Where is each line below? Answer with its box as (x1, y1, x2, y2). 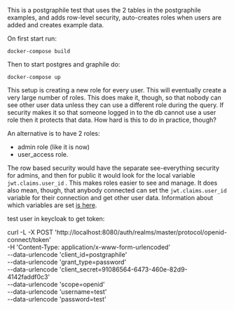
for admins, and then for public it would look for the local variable (7, 171, 195, 179)
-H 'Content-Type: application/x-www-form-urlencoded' (7, 243, 171, 251)
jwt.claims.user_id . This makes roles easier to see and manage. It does (7, 178, 218, 187)
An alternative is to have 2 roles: (7, 129, 100, 137)
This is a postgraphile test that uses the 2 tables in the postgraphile (7, 6, 201, 14)
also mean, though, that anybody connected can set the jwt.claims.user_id (7, 186, 227, 195)
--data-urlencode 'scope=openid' (7, 280, 105, 288)
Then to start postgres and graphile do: (7, 60, 121, 69)
